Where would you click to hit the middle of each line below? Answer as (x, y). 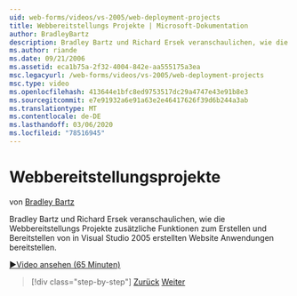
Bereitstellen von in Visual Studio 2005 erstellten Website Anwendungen (141, 237)
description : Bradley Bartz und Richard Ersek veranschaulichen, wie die (149, 42)
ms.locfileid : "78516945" (57, 133)
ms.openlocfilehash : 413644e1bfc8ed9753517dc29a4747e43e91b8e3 (129, 92)
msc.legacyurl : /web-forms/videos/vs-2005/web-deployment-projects (137, 76)
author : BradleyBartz (49, 34)
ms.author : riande (43, 51)
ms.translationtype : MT (53, 108)
